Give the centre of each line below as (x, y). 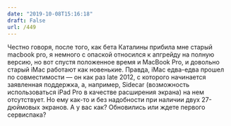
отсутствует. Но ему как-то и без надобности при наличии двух (103, 100)
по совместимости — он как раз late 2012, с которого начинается (107, 77)
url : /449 (22, 27)
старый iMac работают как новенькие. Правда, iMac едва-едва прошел (116, 70)
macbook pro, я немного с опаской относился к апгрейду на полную (111, 55)
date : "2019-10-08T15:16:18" (50, 14)
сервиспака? (27, 115)
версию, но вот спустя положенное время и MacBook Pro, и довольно (114, 62)
